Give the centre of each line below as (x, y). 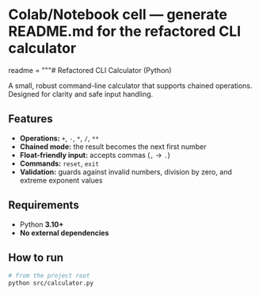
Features (30, 119)
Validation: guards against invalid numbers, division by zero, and (126, 171)
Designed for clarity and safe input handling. (81, 94)
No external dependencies (64, 232)
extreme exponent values (61, 180)
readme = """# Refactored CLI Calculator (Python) (90, 70)
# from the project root (49, 276)
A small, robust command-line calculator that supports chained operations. (130, 86)
